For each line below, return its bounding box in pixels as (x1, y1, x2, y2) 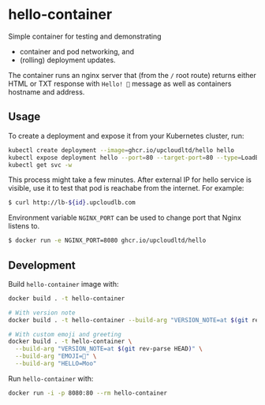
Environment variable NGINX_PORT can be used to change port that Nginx (8, 213, 242, 222)
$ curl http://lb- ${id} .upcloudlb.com (8, 199, 136, 206)
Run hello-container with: (8, 373, 94, 383)
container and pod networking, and (19, 46, 135, 56)
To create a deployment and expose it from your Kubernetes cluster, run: (8, 131, 244, 140)
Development (8, 258, 77, 272)
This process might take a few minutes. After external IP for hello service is (8, 175, 252, 184)
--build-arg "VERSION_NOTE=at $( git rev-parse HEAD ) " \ (15, 345, 203, 353)
